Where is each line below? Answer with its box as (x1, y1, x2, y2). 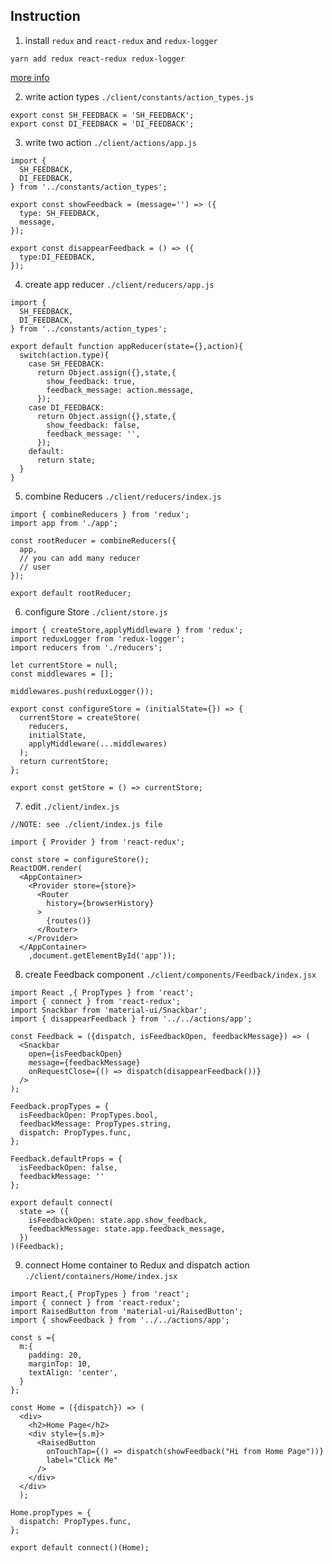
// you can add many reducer (19, 553, 141, 563)
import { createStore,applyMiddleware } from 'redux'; (10, 625, 244, 635)
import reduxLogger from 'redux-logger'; (10, 634, 186, 644)
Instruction (10, 8, 81, 25)
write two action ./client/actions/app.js (24, 136, 198, 148)
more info (10, 71, 50, 83)
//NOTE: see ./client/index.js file (10, 819, 163, 829)
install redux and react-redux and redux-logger (24, 34, 218, 46)
